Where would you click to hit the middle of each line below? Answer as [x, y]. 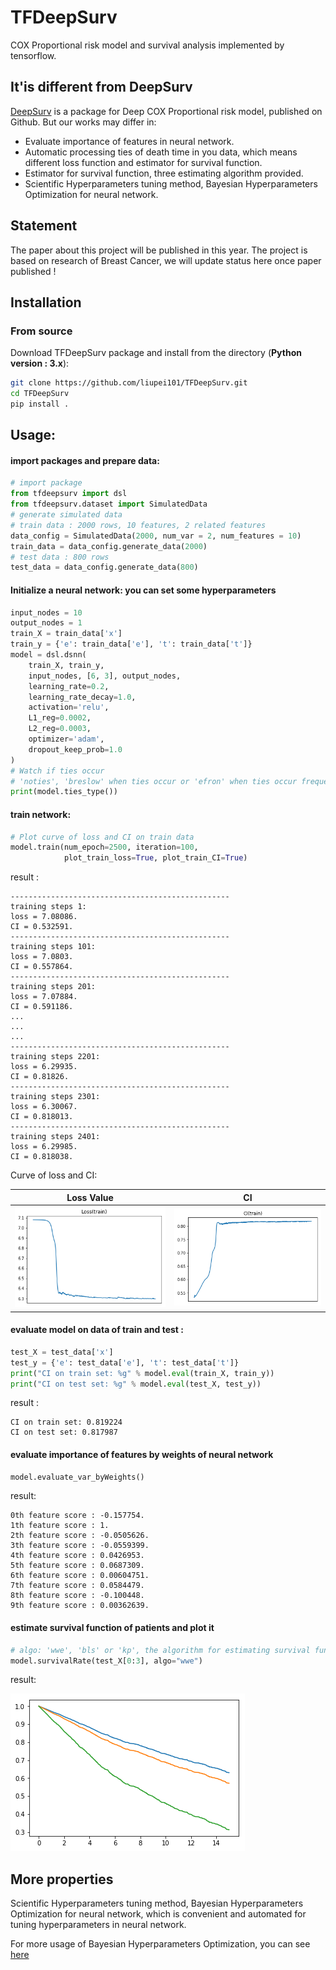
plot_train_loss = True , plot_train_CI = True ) [155, 858]
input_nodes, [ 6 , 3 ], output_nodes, [105, 676]
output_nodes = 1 [46, 623]
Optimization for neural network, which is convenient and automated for [158, 1914]
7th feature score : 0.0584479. [77, 1586]
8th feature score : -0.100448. [77, 1596]
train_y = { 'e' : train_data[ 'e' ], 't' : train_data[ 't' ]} [131, 644]
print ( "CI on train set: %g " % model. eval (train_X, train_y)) [142, 1373]
